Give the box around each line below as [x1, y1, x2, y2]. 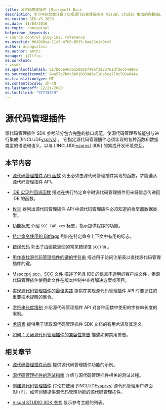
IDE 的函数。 [12, 196, 39, 202]
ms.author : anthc [5, 49, 41, 53]
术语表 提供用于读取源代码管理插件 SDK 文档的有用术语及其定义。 [12, 321, 147, 327]
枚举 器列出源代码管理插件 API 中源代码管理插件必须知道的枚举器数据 [12, 206, 153, 212]
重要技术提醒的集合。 [12, 294, 56, 300]
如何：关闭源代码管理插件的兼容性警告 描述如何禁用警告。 [12, 332, 131, 338]
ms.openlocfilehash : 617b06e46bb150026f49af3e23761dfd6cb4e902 [5, 67, 138, 72]
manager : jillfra [5, 53, 41, 58]
